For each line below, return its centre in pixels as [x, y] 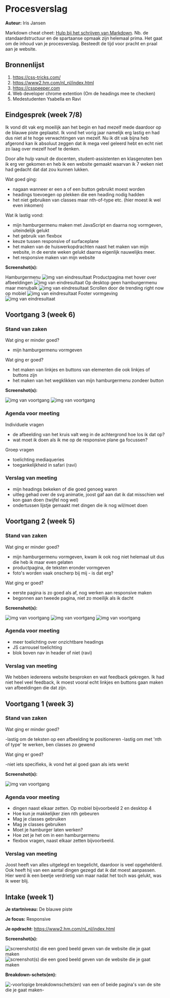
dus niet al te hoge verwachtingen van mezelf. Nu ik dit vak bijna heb [77, 138]
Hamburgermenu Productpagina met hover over [81, 277]
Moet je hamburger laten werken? [48, 830]
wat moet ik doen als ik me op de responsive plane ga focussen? [80, 440]
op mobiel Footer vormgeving [61, 293]
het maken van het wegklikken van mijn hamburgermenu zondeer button [88, 381]
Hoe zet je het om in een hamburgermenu [56, 835]
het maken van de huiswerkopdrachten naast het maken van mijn [80, 247]
